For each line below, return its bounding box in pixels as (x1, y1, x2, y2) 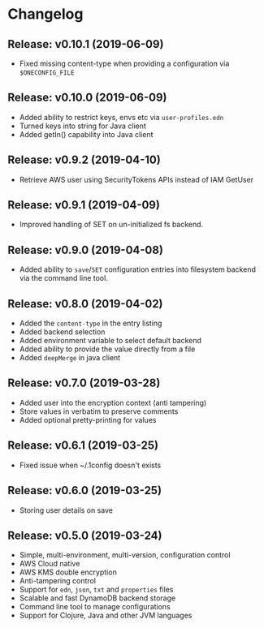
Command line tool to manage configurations (19, 602, 171, 612)
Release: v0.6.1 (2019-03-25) (7, 439, 159, 453)
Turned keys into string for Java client (19, 121, 147, 131)
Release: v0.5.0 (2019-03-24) (7, 528, 162, 542)
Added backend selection (19, 327, 106, 337)
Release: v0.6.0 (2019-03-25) (7, 484, 162, 497)
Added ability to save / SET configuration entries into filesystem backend (19, 265, 257, 274)
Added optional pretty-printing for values (19, 415, 157, 424)
